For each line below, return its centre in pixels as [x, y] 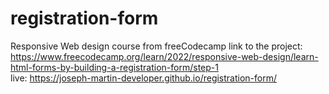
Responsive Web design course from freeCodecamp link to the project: [156, 46]
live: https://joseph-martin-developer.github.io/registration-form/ [143, 78]
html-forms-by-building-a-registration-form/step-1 [114, 67]
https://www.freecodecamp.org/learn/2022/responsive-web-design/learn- [164, 56]
